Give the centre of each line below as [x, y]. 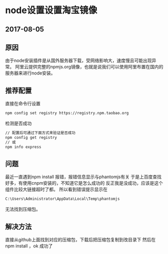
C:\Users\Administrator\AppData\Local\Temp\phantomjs [63, 199]
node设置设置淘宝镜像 [51, 10]
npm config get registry [31, 137]
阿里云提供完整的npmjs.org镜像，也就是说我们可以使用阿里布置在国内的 [89, 67]
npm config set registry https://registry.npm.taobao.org [67, 113]
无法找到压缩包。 [23, 209]
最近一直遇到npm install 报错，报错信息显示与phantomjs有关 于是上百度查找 [83, 177]
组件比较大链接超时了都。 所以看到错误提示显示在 [56, 190]
